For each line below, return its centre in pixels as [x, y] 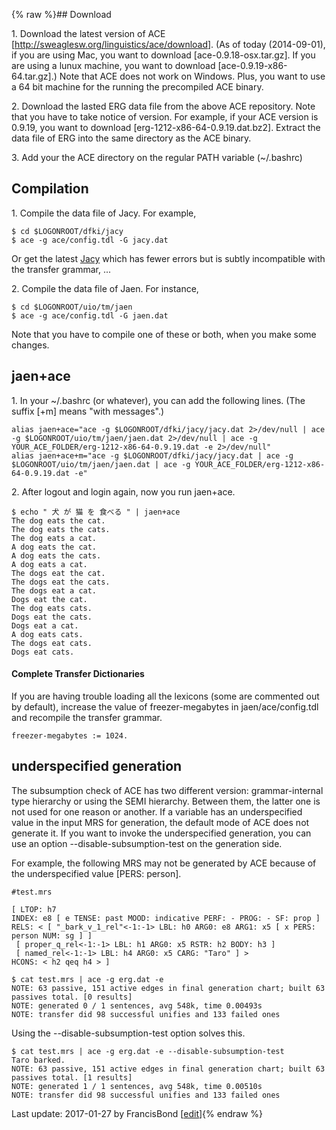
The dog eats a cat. [54, 538]
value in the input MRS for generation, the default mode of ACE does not [160, 822]
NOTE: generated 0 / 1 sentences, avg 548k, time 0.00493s [137, 1005]
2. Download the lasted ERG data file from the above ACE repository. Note [163, 106]
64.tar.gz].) [34, 76]
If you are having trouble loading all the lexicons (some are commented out [165, 696]
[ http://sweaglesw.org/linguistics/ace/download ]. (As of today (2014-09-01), [168, 44]
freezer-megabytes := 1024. [70, 735]
